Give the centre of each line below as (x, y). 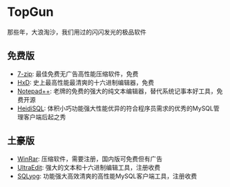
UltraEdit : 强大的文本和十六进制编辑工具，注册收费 (89, 167)
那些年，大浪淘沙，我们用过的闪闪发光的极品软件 (77, 32)
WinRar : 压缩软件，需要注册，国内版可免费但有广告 (90, 159)
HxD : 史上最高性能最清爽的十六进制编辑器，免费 (85, 82)
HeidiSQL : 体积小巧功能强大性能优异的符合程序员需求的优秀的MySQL (115, 108)
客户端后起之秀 (45, 117)
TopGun (30, 12)
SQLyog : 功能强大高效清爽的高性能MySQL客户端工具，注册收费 (107, 176)
